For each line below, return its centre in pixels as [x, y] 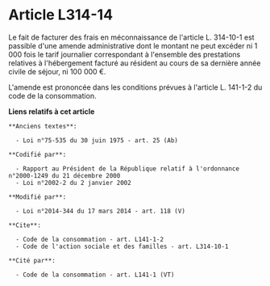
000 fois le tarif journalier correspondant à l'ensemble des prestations [125, 54]
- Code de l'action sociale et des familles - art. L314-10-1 [122, 246]
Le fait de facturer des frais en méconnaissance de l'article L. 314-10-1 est [132, 37]
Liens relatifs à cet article [52, 111]
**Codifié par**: [37, 154]
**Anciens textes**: [43, 126]
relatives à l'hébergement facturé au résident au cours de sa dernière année [135, 63]
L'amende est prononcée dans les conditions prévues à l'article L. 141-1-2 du [135, 87]
